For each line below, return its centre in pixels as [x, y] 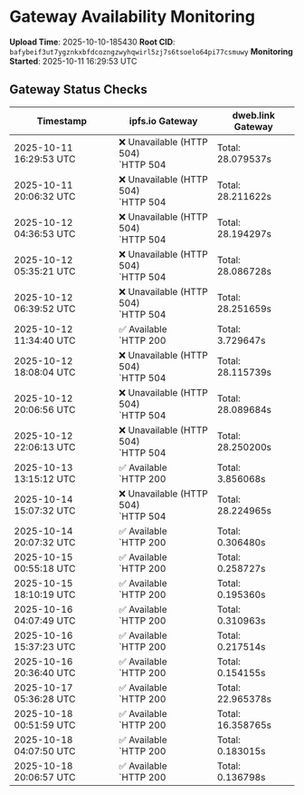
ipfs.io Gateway [163, 121]
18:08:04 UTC [45, 372]
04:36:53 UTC [45, 233]
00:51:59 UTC [45, 725]
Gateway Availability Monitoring [133, 17]
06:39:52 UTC [45, 309]
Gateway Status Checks [78, 89]
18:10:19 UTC [45, 594]
